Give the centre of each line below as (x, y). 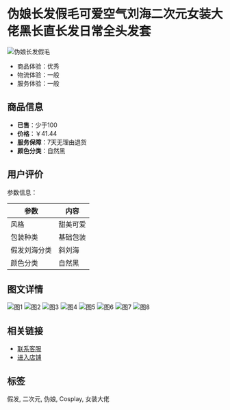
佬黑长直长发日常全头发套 (79, 31)
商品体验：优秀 (38, 66)
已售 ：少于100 (37, 125)
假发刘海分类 (31, 250)
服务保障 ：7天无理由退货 (52, 142)
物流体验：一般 (38, 75)
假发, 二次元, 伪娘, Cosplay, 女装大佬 (58, 399)
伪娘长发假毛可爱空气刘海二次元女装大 (115, 14)
